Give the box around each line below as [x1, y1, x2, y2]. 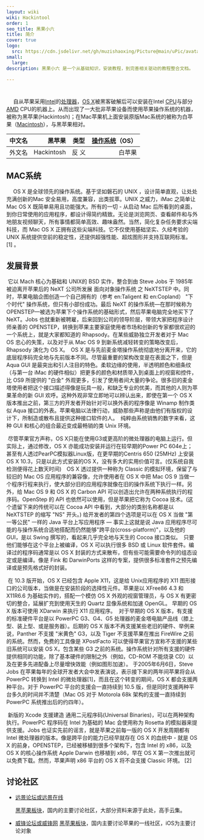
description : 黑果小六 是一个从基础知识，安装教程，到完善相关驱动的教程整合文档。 [6, 65, 194, 72]
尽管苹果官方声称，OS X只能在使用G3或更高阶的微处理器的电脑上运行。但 [7, 435, 193, 442]
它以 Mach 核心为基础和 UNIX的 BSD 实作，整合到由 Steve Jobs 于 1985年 [7, 278, 193, 285]
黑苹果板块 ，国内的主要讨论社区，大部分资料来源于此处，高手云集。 [15, 807, 186, 814]
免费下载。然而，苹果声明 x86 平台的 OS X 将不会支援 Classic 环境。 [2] [11, 757, 192, 764]
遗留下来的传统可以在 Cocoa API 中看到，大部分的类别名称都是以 [11, 504, 174, 511]
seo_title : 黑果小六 [6, 26, 55, 32]
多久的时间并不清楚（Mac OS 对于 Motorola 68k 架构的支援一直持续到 [11, 691, 186, 698]
